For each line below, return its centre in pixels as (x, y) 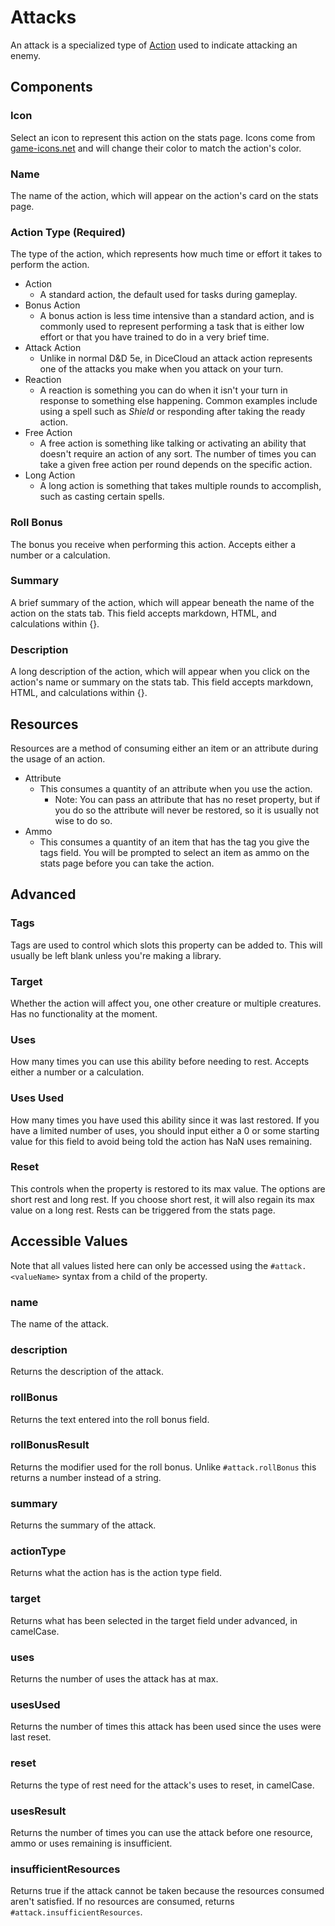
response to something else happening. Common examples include (178, 401)
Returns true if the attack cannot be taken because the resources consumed (167, 1891)
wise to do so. (83, 820)
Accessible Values (69, 1241)
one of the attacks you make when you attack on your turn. (161, 369)
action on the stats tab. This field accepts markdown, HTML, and (143, 613)
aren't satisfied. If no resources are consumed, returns (122, 1902)
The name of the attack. (60, 1323)
